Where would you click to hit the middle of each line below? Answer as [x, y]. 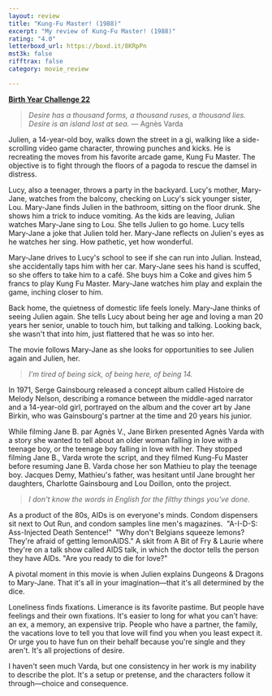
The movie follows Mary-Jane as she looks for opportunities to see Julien [131, 349]
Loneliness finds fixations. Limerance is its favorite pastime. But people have [136, 606]
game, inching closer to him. [56, 292]
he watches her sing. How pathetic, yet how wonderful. [101, 242]
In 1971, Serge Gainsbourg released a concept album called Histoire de [127, 390]
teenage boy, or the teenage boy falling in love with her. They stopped [125, 449]
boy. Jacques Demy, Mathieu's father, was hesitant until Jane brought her [132, 475]
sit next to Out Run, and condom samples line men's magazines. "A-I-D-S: [133, 523]
